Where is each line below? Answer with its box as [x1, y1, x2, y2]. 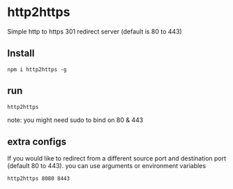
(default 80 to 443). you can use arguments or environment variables [7, 162, 206, 170]
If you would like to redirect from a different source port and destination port [7, 154, 227, 162]
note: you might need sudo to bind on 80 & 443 [7, 116, 144, 124]
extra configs [7, 135, 67, 147]
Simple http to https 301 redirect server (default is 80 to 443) [7, 27, 183, 36]
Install [7, 47, 35, 59]
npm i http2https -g [7, 66, 68, 73]
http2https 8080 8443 [7, 175, 70, 182]
